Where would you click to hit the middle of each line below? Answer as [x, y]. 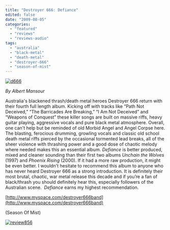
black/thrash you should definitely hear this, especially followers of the [79, 182]
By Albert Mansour [25, 91]
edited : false [20, 15]
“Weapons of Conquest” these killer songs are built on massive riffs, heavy [84, 117]
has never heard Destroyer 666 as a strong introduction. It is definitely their [84, 171]
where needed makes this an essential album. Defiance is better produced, [84, 150]
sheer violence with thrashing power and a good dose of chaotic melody [81, 144]
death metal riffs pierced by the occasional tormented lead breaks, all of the [85, 139]
